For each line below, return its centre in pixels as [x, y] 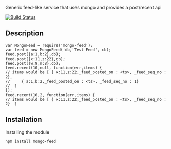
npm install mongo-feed [31, 141]
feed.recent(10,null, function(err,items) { [54, 68]
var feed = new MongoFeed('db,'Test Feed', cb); [58, 50]
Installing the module [27, 132]
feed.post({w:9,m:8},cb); [33, 63]
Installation [24, 119]
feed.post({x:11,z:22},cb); [35, 59]
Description [24, 34]
